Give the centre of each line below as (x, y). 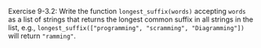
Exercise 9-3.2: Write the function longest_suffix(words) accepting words (127, 11)
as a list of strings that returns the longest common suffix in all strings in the (130, 19)
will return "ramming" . (42, 36)
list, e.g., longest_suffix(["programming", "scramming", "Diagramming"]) (126, 27)
